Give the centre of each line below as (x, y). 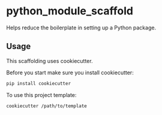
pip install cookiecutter (38, 83)
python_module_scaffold (70, 11)
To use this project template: (41, 95)
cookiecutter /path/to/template (46, 106)
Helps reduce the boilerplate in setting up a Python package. (81, 28)
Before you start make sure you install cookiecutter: (70, 72)
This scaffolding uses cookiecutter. (49, 60)
